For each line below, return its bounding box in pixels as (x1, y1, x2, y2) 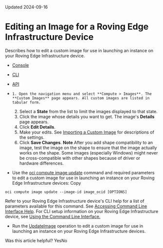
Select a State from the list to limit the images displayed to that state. (19, 108, 158, 114)
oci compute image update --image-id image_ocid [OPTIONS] (5, 190, 127, 194)
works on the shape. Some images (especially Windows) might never (19, 150, 158, 155)
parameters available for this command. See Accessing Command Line (5, 203, 147, 209)
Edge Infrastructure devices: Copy (12, 180, 81, 186)
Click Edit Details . (19, 124, 56, 130)
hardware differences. (19, 160, 64, 166)
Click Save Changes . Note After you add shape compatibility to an (19, 139, 153, 145)
